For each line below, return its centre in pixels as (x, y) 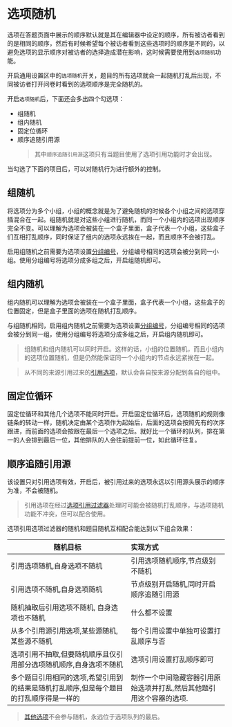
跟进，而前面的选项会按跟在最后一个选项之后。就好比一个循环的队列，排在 (113, 431)
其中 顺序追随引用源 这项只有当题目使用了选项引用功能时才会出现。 (125, 154)
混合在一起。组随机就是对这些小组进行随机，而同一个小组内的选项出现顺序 (119, 219)
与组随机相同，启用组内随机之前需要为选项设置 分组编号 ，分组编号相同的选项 (116, 325)
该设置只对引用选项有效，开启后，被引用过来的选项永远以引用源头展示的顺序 (116, 482)
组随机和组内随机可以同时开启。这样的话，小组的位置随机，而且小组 (121, 349)
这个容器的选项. (163, 699)
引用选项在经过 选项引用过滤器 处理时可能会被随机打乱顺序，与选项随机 (124, 505)
